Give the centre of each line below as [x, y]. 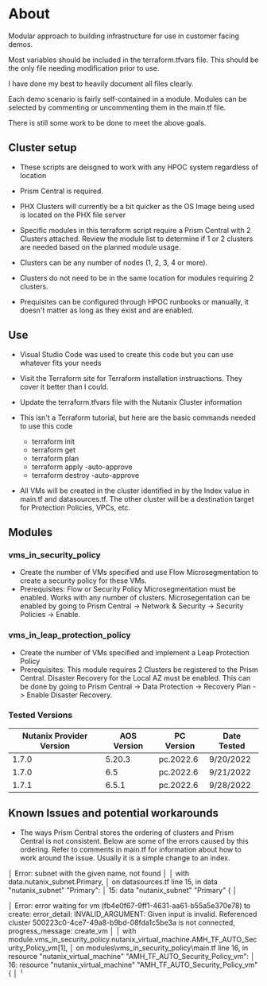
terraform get [54, 449]
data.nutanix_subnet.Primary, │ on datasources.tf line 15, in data [113, 881]
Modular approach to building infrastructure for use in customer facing [124, 36]
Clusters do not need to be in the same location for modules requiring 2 [137, 278]
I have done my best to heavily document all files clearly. [101, 83]
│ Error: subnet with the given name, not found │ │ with [99, 873]
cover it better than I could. [64, 386]
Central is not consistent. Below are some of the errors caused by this [134, 840]
